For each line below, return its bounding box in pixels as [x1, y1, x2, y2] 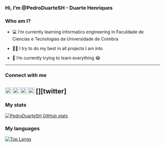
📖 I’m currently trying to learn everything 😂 [12, 55, 101, 61]
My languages [5, 125, 40, 132]
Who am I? [5, 17, 31, 24]
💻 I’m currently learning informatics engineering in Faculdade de [12, 29, 144, 35]
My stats [5, 101, 27, 108]
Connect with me [5, 72, 47, 79]
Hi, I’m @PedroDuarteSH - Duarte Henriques [5, 4, 113, 11]
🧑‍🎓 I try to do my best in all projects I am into [12, 46, 103, 51]
